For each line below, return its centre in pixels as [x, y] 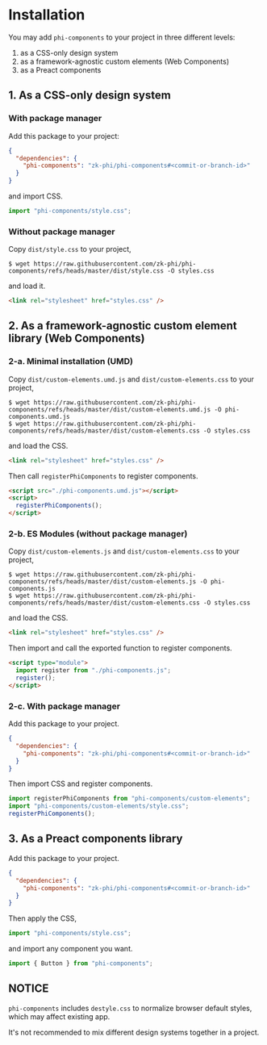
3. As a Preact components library [96, 839]
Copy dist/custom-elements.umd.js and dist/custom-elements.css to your [131, 379]
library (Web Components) [77, 339]
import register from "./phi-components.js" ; [94, 671]
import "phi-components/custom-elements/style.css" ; [99, 806]
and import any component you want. [71, 949]
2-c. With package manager [65, 706]
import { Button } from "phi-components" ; [81, 963]
